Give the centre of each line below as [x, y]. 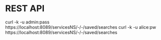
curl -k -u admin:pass [27, 22]
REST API [25, 9]
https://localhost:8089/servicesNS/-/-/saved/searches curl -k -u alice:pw [80, 27]
